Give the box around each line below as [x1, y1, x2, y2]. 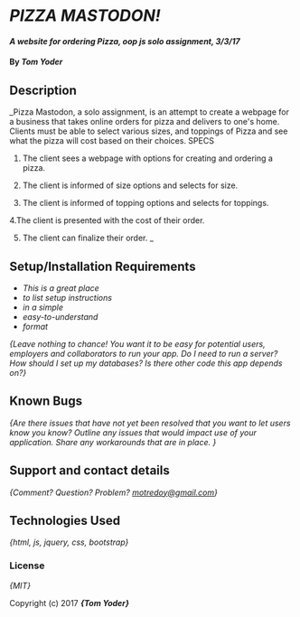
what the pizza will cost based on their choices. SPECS [9, 136, 215, 146]
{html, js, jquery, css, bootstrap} [9, 537, 129, 547]
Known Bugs [9, 394, 83, 409]
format [22, 322, 48, 332]
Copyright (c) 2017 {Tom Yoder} [9, 597, 129, 608]
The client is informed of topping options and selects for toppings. [22, 198, 269, 209]
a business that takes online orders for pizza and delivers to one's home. [9, 117, 280, 127]
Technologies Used [9, 513, 120, 528]
